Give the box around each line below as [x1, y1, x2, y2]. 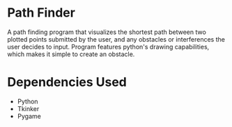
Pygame [17, 112, 42, 120]
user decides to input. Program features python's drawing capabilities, [7, 42, 210, 51]
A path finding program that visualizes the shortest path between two [7, 28, 207, 36]
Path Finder [7, 5, 75, 21]
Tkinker [17, 104, 40, 112]
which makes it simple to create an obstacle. [7, 50, 135, 58]
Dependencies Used [7, 74, 127, 90]
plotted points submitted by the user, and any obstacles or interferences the [7, 35, 225, 43]
